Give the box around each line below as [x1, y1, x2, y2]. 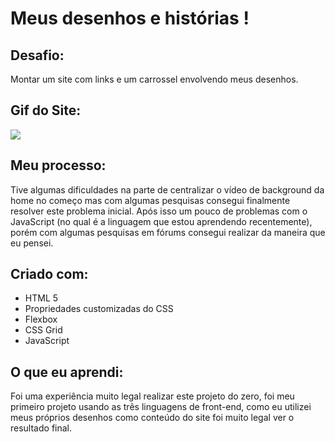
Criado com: [10, 266, 89, 283]
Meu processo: [10, 157, 107, 174]
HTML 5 [24, 292, 59, 304]
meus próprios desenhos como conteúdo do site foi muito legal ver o [10, 412, 295, 424]
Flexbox [24, 313, 58, 326]
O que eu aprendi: [10, 363, 124, 381]
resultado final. [10, 422, 73, 434]
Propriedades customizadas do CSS [24, 303, 174, 315]
